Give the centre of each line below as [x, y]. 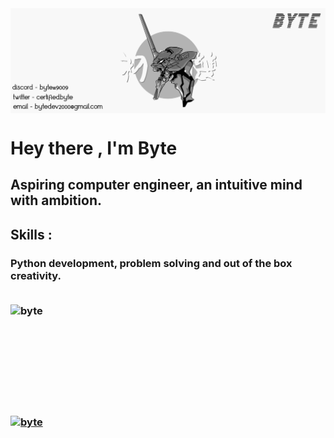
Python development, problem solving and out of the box [151, 263]
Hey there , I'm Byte [94, 148]
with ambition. [56, 200]
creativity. [36, 275]
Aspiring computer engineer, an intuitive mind [156, 185]
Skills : [31, 234]
